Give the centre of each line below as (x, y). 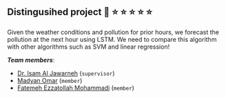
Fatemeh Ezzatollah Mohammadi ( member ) (75, 88)
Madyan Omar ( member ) (50, 80)
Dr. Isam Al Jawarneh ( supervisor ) (66, 73)
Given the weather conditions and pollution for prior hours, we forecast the (113, 32)
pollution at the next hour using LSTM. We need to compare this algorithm (112, 39)
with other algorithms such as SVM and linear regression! (89, 47)
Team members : (31, 60)
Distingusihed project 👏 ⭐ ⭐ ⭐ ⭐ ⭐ (80, 12)
